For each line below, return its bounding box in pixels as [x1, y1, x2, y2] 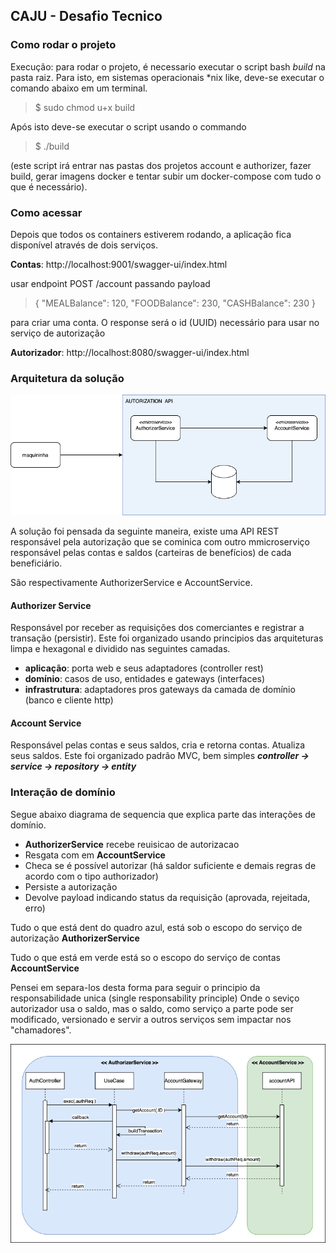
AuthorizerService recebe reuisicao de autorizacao [24, 838, 240, 850]
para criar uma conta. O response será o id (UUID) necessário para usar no [10, 316, 320, 328]
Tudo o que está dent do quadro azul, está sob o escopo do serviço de [10, 921, 303, 933]
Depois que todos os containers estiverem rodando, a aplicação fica [10, 228, 292, 240]
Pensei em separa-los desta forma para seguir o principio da [10, 981, 261, 993]
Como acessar [10, 205, 83, 219]
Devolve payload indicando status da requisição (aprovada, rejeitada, [24, 891, 311, 903]
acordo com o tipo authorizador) [24, 870, 159, 882]
